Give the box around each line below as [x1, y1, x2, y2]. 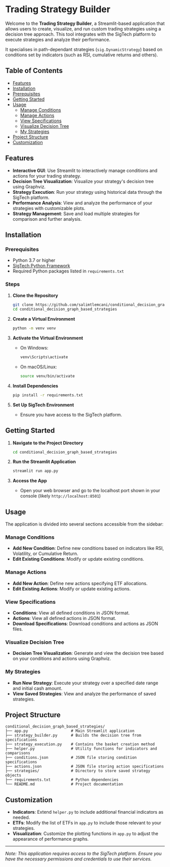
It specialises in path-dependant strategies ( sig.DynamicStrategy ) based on [5, 46, 163, 52]
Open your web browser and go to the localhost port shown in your [20, 488, 160, 494]
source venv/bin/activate [20, 374, 75, 379]
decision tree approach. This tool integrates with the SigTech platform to [5, 31, 156, 37]
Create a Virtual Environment [12, 316, 75, 322]
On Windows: [20, 345, 49, 351]
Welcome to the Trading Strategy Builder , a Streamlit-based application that [5, 20, 165, 26]
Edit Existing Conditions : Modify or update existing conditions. [12, 556, 144, 562]
